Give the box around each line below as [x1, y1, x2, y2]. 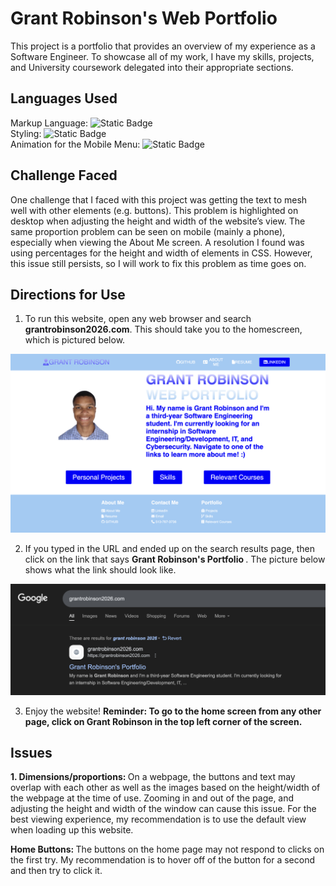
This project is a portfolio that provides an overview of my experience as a [10, 40, 316, 52]
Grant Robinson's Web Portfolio [10, 7, 278, 30]
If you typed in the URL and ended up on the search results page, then [24, 542, 315, 554]
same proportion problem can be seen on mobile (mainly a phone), [10, 225, 286, 237]
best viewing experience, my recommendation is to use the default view [10, 813, 307, 826]
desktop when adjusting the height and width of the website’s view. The [10, 215, 306, 227]
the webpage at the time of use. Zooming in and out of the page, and [10, 792, 295, 804]
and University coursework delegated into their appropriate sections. [10, 61, 294, 73]
